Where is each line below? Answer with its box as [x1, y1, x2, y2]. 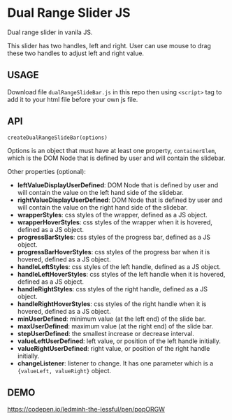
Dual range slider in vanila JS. [7, 28, 93, 36]
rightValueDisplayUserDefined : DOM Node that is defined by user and [17, 196, 223, 204]
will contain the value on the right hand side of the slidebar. [17, 203, 189, 211]
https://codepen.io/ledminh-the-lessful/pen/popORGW [7, 405, 166, 414]
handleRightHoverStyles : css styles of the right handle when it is [17, 299, 207, 308]
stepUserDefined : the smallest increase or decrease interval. [17, 329, 194, 338]
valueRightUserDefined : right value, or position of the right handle [17, 344, 210, 352]
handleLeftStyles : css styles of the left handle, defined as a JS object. [17, 262, 222, 270]
